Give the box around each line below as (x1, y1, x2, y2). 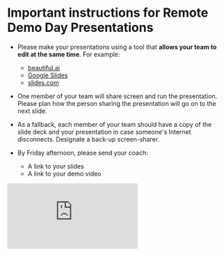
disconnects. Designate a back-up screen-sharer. (17, 134, 160, 144)
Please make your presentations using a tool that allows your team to (17, 42, 217, 51)
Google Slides (27, 71, 68, 79)
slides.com (27, 78, 59, 86)
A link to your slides (27, 162, 85, 170)
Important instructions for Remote (7, 5, 209, 21)
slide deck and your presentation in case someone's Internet (17, 127, 191, 136)
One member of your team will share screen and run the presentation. (17, 92, 218, 100)
